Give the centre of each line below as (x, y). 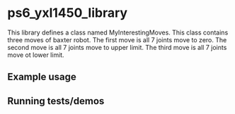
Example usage (42, 77)
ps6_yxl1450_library (68, 13)
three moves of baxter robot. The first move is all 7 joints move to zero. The (117, 39)
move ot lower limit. (36, 55)
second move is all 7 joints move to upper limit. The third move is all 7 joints (117, 47)
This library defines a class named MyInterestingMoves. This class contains (118, 32)
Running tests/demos (56, 101)
